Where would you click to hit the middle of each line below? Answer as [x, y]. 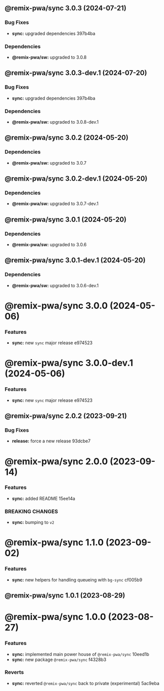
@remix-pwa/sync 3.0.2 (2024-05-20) [67, 138]
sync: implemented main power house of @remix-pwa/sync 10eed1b [81, 654]
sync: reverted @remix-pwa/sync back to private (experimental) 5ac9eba [85, 683]
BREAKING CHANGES [31, 511]
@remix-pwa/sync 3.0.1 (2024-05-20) [66, 219]
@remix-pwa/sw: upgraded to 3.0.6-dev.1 [55, 285]
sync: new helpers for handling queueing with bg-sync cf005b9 [77, 579]
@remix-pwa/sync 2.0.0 [56, 461]
